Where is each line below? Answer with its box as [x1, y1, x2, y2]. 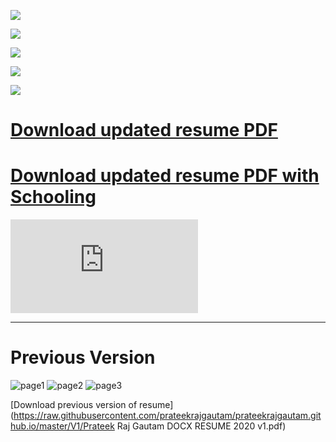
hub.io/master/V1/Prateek [10, 420, 115, 432]
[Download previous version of [10, 399, 138, 411]
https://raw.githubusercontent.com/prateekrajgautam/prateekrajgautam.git [13, 410, 322, 422]
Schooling [10, 186, 97, 209]
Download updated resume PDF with [10, 165, 320, 187]
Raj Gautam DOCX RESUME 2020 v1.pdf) [116, 420, 287, 432]
